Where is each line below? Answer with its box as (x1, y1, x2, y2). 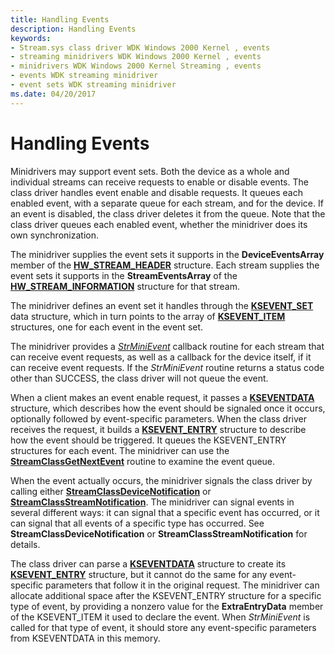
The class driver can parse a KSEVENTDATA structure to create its (10, 557, 287, 570)
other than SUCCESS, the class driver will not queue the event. (10, 372, 269, 384)
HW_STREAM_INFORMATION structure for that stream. (10, 280, 240, 292)
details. (10, 538, 41, 550)
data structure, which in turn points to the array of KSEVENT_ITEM (10, 310, 286, 322)
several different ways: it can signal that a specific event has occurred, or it (10, 506, 320, 518)
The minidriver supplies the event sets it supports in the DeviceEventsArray (10, 248, 325, 260)
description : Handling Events (10, 24, 137, 34)
